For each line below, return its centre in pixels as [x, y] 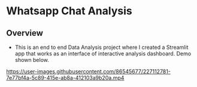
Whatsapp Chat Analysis [69, 11]
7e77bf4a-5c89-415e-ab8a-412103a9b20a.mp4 [65, 78]
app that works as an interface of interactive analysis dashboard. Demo [103, 54]
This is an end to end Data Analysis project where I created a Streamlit [101, 47]
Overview [25, 33]
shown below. [32, 60]
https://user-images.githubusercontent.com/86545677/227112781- [88, 72]
